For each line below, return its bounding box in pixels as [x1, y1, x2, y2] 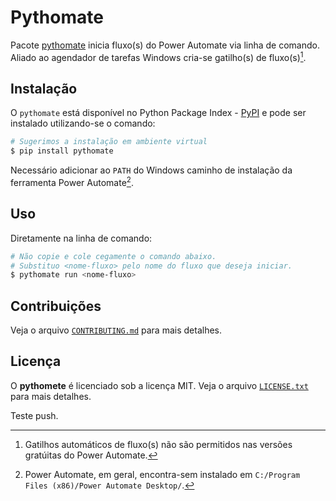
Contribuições [10, 297, 102, 315]
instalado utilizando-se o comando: [10, 117, 156, 130]
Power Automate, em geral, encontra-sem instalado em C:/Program [24, 468, 301, 480]
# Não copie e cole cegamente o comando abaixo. [10, 251, 217, 261]
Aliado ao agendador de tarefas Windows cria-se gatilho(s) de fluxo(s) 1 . [10, 49, 307, 63]
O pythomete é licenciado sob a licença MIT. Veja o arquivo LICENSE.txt [10, 379, 309, 391]
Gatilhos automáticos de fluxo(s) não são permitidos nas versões [24, 438, 293, 450]
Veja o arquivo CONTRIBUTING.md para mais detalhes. [10, 324, 223, 336]
